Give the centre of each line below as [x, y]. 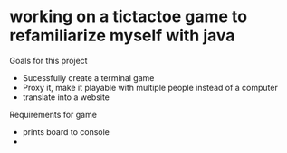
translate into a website [66, 97]
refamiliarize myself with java [122, 36]
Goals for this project [48, 60]
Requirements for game [53, 114]
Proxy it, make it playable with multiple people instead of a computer [150, 87]
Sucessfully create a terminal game [88, 77]
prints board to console [66, 131]
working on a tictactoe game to [128, 17]
